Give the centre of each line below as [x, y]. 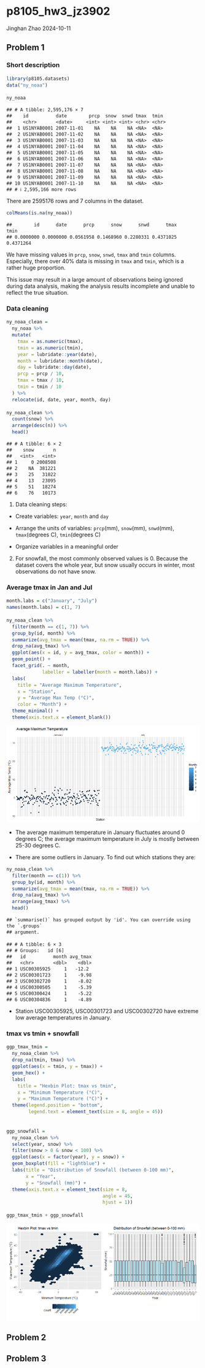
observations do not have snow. [56, 571]
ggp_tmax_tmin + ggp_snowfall [45, 1215]
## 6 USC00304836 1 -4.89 [49, 1000]
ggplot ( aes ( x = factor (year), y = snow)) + [68, 1157]
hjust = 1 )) [118, 1202]
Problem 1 [25, 48]
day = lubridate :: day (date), [55, 367]
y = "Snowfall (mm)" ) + [56, 1183]
